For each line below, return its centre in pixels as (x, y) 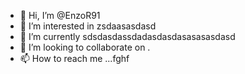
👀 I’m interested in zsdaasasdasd (88, 26)
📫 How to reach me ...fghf (74, 58)
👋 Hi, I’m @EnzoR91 (60, 15)
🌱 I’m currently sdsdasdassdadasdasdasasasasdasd (127, 36)
